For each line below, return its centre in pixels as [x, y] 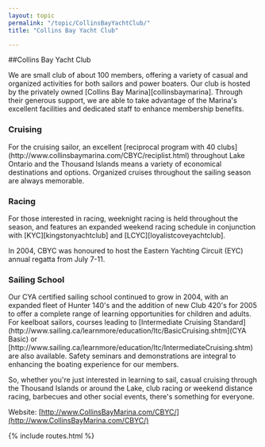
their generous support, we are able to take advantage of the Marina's [123, 101]
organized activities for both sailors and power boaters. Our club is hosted [129, 83]
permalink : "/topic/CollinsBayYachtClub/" [79, 23]
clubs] [227, 147]
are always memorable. [46, 180]
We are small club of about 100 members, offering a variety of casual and [128, 75]
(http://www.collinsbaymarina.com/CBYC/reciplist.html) [99, 155]
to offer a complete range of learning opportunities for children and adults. [130, 314]
